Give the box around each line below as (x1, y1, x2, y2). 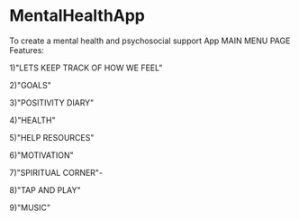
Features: (9, 44, 45, 55)
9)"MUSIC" (9, 202, 51, 213)
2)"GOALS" (9, 79, 51, 90)
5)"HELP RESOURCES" (9, 132, 95, 143)
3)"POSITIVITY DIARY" (9, 97, 95, 108)
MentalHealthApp (9, 5, 146, 26)
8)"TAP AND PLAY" (9, 184, 81, 195)
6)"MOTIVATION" (9, 150, 74, 161)
